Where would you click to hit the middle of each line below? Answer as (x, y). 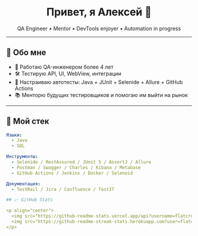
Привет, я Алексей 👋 (99, 12)
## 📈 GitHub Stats (29, 200)
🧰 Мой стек (28, 122)
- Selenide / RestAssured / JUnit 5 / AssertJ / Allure (81, 162)
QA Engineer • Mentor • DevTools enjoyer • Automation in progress (99, 28)
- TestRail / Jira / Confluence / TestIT (63, 189)
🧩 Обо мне (26, 53)
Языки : (14, 135)
